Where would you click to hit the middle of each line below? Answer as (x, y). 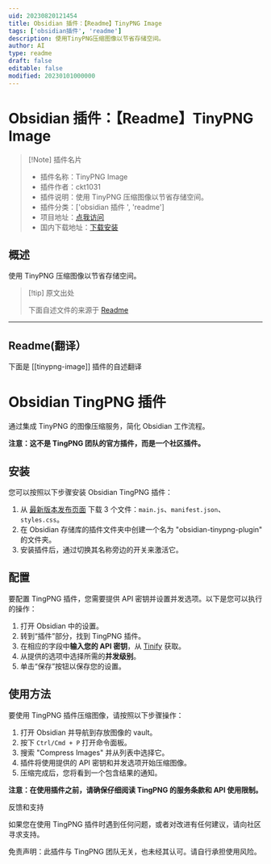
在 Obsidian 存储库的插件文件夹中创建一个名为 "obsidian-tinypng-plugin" (141, 529)
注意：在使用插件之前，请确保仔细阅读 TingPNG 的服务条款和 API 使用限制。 (135, 790)
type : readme (30, 53)
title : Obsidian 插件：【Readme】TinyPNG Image (85, 23)
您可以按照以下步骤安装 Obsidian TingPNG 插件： (91, 492)
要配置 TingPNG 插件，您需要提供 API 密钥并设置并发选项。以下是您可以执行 (135, 598)
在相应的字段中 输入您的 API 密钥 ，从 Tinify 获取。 (102, 646)
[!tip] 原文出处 (51, 293)
